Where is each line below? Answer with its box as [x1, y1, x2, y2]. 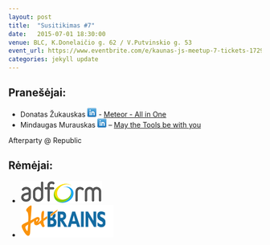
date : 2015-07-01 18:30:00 [8, 30, 106, 38]
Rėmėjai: [8, 159, 54, 173]
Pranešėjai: [8, 86, 67, 100]
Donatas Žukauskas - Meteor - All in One [19, 109, 167, 119]
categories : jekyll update [8, 55, 99, 63]
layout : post [8, 13, 52, 21]
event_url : [8, 47, 45, 55]
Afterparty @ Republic [8, 135, 82, 145]
